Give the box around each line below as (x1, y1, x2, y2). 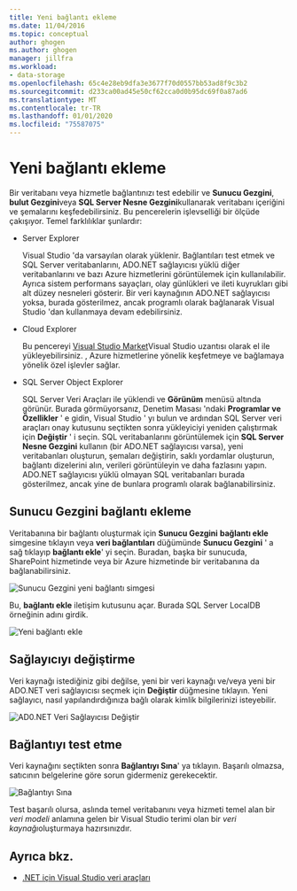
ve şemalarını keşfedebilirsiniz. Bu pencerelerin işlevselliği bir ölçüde (9, 205, 260, 217)
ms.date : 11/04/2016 (9, 21, 86, 30)
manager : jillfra (9, 54, 74, 63)
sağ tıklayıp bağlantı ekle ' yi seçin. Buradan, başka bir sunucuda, (9, 546, 247, 557)
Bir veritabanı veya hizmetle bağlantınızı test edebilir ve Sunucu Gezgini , (9, 187, 275, 198)
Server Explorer (21, 232, 80, 244)
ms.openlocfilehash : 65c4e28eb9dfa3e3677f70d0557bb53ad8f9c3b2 (9, 79, 248, 88)
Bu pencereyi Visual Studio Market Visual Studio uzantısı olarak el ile (21, 340, 270, 351)
